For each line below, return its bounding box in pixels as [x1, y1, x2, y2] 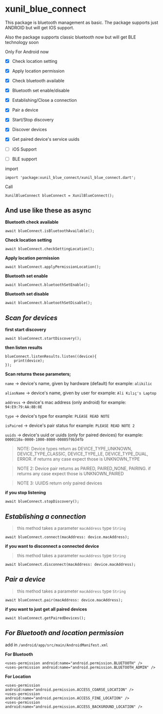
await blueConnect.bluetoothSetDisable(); [5, 301, 92, 306]
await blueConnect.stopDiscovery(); [5, 499, 79, 504]
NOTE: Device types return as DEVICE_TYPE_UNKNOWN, [17, 446, 132, 452]
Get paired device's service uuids [12, 136, 80, 142]
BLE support [12, 156, 37, 162]
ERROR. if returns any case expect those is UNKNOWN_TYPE [17, 456, 140, 462]
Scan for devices [5, 313, 57, 322]
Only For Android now [5, 49, 49, 55]
